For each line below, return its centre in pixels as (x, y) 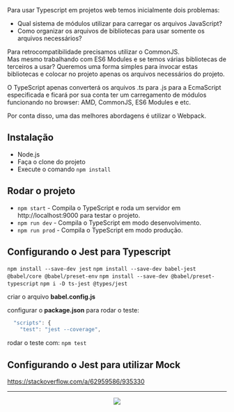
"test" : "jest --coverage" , (60, 330)
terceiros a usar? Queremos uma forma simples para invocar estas (103, 66)
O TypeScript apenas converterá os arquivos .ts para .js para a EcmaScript (114, 87)
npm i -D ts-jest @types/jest (84, 284)
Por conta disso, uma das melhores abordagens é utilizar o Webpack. (107, 116)
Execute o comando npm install (64, 169)
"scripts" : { (32, 323)
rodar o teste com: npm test (47, 343)
